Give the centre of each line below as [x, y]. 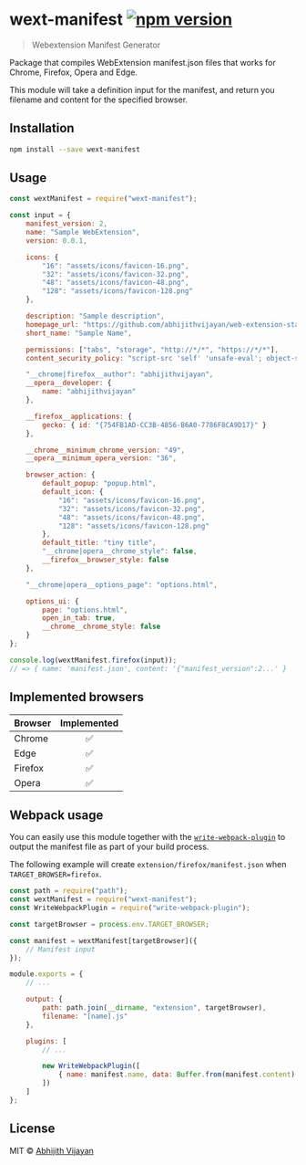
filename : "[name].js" [85, 1016]
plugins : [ [46, 1041]
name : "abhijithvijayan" [89, 392]
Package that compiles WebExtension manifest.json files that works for [143, 62]
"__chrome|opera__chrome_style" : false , [120, 551]
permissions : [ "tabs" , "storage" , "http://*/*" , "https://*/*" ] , [153, 350]
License [32, 1129]
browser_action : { [61, 475]
